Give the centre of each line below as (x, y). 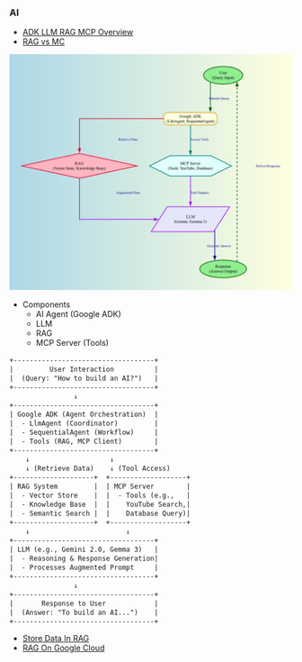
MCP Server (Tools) (72, 342)
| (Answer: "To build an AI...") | (84, 612)
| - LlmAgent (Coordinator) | (84, 423)
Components (46, 304)
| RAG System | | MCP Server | (100, 486)
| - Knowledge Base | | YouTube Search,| (100, 504)
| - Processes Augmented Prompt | (84, 567)
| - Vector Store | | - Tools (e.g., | (100, 495)
